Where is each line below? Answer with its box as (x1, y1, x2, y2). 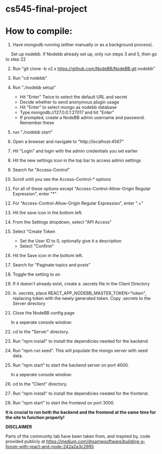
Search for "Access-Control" (12, 167, 70, 173)
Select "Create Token (12, 228, 55, 234)
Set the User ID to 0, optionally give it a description (19, 238, 122, 244)
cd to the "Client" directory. (12, 381, 67, 387)
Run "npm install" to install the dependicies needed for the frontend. (12, 390, 149, 397)
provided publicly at (5, 438, 46, 444)
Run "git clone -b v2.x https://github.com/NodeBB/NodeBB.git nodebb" (12, 66, 155, 71)
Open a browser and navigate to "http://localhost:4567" (12, 139, 124, 144)
